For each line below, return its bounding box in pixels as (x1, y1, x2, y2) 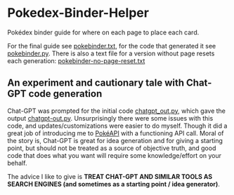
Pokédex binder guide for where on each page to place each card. (7, 28, 200, 36)
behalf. (7, 159, 27, 167)
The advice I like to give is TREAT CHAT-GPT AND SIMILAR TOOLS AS (7, 172, 213, 180)
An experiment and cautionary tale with (7, 77, 185, 89)
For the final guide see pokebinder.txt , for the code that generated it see (7, 41, 216, 50)
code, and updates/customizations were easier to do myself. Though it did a (7, 121, 228, 130)
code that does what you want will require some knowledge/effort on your (7, 151, 222, 159)
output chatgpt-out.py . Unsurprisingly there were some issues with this (7, 114, 214, 122)
